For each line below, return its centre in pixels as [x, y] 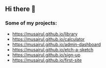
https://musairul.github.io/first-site [47, 60]
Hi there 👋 [20, 9]
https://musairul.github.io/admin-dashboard [56, 44]
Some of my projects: [31, 23]
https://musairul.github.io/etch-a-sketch [53, 49]
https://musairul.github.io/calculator [48, 39]
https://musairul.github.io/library [45, 34]
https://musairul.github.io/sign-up [46, 55]
